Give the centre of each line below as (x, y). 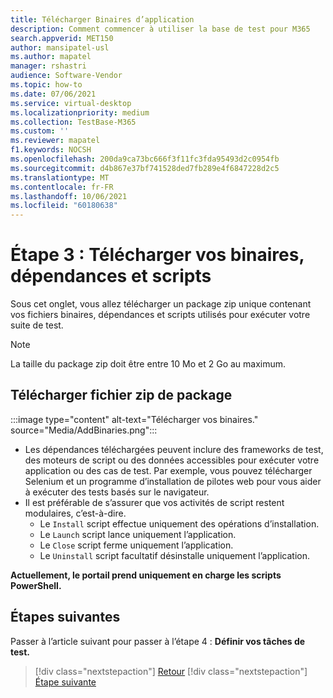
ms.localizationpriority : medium (80, 112)
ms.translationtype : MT (60, 177)
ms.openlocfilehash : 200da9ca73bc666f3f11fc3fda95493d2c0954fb (145, 159)
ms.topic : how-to (46, 85)
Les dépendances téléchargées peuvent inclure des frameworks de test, (174, 449)
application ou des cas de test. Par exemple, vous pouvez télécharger (168, 470)
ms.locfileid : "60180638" (64, 206)
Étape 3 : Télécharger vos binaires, (157, 255)
